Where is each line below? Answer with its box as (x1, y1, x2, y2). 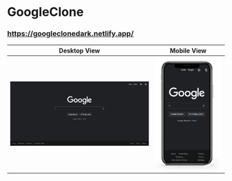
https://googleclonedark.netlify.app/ (7, 29, 134, 39)
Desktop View (58, 46, 100, 55)
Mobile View (170, 46, 207, 55)
